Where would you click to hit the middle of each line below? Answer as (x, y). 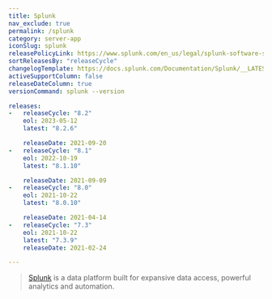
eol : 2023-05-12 (51, 121)
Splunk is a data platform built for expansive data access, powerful (139, 278)
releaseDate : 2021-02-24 (65, 248)
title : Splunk (32, 16)
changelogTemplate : (41, 69)
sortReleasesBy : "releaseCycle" (63, 62)
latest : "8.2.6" (51, 129)
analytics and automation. (71, 286)
